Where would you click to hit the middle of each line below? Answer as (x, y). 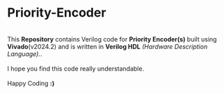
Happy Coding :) (31, 83)
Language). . (25, 54)
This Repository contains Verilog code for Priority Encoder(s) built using (112, 39)
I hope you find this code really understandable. (76, 68)
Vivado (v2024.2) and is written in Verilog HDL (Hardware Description (107, 46)
